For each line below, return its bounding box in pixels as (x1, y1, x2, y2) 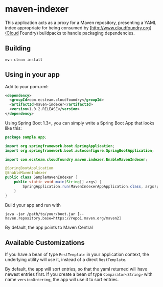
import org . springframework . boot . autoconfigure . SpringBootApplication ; (5, 148, 154, 153)
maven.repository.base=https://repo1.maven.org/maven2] (5, 215, 121, 221)
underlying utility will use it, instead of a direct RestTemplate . (5, 257, 127, 263)
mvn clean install (5, 57, 43, 62)
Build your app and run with (5, 202, 61, 208)
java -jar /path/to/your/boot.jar (5, 212, 76, 216)
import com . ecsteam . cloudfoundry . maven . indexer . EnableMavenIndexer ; (5, 157, 148, 162)
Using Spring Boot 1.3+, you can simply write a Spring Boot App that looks (5, 120, 155, 126)
